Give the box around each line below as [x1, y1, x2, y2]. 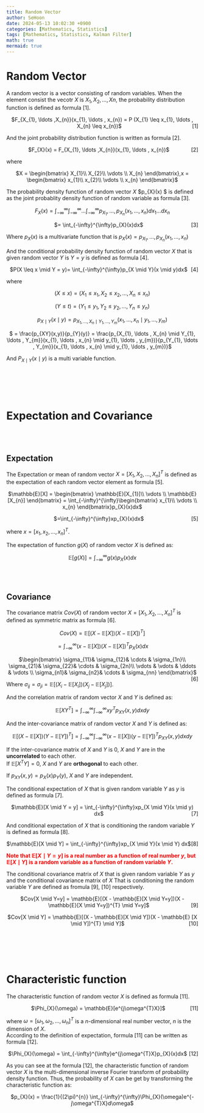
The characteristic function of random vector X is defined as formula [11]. [6, 993, 190, 1000]
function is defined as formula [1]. [6, 104, 91, 111]
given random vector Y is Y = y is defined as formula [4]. [6, 254, 149, 261]
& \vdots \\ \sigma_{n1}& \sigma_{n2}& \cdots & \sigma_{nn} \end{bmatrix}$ [8, 669, 197, 676]
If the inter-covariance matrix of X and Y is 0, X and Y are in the [6, 746, 166, 753]
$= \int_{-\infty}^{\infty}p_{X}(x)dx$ [54, 221, 144, 229]
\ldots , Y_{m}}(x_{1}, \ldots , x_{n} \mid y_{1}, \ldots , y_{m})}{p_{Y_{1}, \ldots [6, 336, 199, 344]
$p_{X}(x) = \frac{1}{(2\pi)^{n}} [10, 1093, 89, 1101]
